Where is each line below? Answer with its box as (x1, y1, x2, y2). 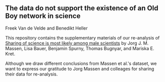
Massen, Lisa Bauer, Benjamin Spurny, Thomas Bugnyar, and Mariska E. (5, 45, 154, 51)
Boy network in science (5, 12, 81, 20)
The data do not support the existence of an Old (5, 4, 158, 12)
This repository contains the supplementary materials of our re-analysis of (5, 34, 160, 40)
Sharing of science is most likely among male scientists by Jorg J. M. (5, 40, 149, 46)
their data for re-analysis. (5, 71, 58, 77)
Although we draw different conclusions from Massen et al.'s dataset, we (5, 60, 157, 66)
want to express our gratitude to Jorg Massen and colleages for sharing (5, 65, 154, 71)
